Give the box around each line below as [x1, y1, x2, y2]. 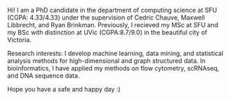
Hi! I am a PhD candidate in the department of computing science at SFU [7, 6, 217, 14]
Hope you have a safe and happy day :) [7, 85, 121, 93]
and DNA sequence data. [7, 71, 80, 80]
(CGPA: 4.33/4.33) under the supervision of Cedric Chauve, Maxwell [7, 13, 205, 22]
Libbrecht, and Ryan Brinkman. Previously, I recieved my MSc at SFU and [7, 21, 219, 29]
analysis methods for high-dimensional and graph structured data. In [7, 57, 205, 65]
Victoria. [7, 36, 32, 44]
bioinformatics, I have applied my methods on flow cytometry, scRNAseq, [7, 64, 219, 72]
